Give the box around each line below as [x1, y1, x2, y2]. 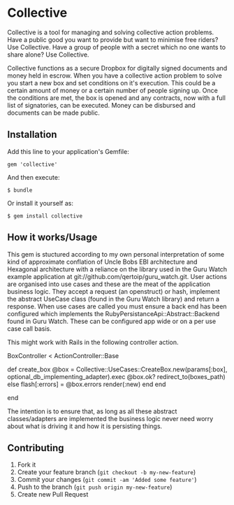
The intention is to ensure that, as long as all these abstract [7, 407, 177, 415]
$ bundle [7, 187, 33, 194]
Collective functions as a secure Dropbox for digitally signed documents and [7, 64, 228, 72]
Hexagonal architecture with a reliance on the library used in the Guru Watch [7, 264, 228, 273]
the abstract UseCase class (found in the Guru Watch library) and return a [7, 294, 220, 303]
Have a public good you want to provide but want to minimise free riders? [7, 35, 219, 43]
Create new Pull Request [17, 490, 89, 499]
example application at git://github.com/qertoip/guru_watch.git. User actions [7, 272, 227, 280]
